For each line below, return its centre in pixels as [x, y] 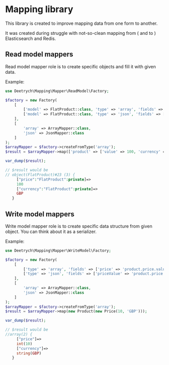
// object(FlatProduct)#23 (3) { [40, 175]
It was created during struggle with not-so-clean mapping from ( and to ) [80, 33]
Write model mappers [40, 214]
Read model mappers [39, 54]
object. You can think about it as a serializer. [51, 232]
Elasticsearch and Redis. [31, 38]
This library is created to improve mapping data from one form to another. [81, 23]
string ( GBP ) [29, 353]
